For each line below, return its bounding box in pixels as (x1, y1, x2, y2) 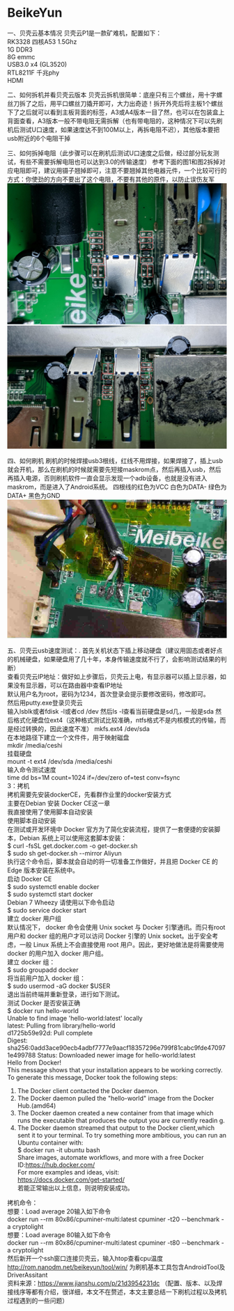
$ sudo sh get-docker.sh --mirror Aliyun (7, 849, 122, 857)
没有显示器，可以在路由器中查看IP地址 (13, 681, 123, 689)
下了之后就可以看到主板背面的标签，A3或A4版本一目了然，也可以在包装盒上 (7, 108, 225, 116)
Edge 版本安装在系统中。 (7, 865, 79, 874)
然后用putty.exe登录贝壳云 (7, 698, 83, 707)
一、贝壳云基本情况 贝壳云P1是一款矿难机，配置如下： (7, 29, 162, 37)
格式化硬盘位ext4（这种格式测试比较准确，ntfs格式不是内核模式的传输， (13, 716, 220, 724)
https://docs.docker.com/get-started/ (17, 1175, 125, 1184)
